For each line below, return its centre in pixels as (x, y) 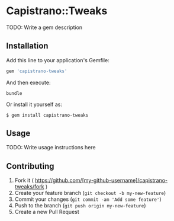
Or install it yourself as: (34, 104)
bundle (14, 93)
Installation (27, 46)
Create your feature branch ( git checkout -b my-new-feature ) (90, 193)
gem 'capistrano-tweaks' (37, 71)
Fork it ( (24, 180)
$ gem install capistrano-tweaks (47, 115)
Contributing (30, 166)
